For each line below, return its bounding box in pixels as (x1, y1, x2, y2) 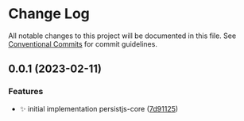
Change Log (8, 5, 90, 23)
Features (8, 86, 44, 97)
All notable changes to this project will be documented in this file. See (8, 31, 237, 40)
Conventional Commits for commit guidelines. (8, 39, 157, 48)
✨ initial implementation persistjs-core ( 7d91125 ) (19, 104, 179, 113)
